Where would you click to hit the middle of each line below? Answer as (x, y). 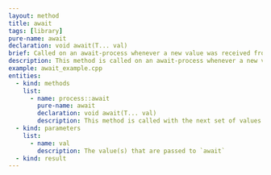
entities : (25, 76)
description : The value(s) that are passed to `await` (131, 151)
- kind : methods (43, 83)
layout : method (34, 16)
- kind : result (41, 158)
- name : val (50, 143)
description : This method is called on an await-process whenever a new (133, 61)
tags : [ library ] (35, 31)
